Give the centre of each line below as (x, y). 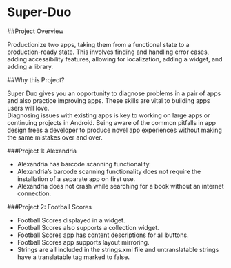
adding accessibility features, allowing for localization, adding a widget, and (115, 59)
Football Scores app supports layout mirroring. (83, 242)
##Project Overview (36, 31)
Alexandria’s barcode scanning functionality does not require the (109, 171)
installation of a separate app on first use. (76, 179)
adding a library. (30, 66)
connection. (34, 193)
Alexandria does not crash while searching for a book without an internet (120, 186)
